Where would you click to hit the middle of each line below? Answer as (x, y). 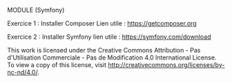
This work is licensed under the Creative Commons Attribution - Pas (104, 50)
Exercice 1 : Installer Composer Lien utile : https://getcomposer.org (102, 23)
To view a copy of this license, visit (57, 65)
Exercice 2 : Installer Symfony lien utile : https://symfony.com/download (109, 37)
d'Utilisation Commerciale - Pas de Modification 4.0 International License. (112, 57)
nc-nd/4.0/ (22, 72)
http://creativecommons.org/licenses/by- (166, 65)
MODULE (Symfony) (36, 10)
